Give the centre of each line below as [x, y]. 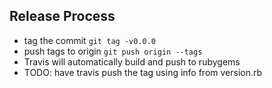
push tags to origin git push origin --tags [113, 51]
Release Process [62, 16]
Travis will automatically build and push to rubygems [132, 61]
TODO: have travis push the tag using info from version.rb [143, 72]
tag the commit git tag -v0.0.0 [90, 40]
